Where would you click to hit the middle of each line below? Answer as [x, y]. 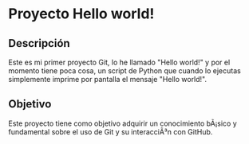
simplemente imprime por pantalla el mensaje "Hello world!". [108, 79]
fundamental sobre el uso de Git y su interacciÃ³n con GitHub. [111, 131]
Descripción [39, 43]
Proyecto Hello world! [81, 14]
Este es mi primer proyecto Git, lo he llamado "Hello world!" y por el [119, 62]
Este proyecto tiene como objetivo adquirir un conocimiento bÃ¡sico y [123, 123]
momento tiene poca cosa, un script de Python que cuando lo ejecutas [125, 71]
